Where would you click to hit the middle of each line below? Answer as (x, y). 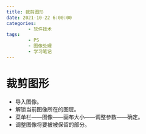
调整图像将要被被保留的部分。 (52, 124)
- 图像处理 (40, 46)
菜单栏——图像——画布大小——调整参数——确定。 (79, 117)
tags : (13, 35)
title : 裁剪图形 (25, 12)
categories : (21, 23)
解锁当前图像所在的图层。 (47, 109)
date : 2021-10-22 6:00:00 (39, 18)
